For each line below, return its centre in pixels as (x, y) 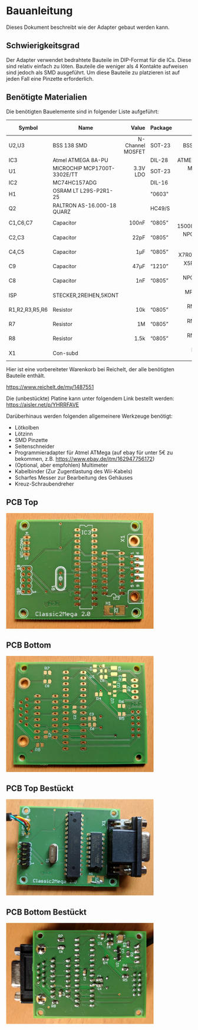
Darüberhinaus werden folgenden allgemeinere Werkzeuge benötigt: (89, 416)
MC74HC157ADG (75, 183)
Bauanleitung (39, 11)
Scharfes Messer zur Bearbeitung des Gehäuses (74, 477)
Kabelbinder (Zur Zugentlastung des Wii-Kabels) (73, 471)
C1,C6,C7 (21, 223)
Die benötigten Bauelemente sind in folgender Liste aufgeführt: (82, 111)
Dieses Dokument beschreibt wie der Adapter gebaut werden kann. (88, 27)
